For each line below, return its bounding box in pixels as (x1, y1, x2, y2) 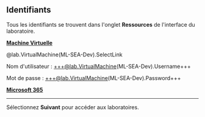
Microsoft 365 (6, 86, 43, 93)
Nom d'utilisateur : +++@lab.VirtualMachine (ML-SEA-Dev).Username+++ (6, 62, 191, 70)
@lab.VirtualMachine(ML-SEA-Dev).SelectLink (6, 51, 123, 58)
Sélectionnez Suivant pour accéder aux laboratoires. (6, 103, 139, 111)
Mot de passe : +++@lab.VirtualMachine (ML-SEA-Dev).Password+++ (6, 74, 181, 81)
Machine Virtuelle (6, 39, 53, 46)
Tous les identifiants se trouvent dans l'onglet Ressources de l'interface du (6, 21, 195, 28)
